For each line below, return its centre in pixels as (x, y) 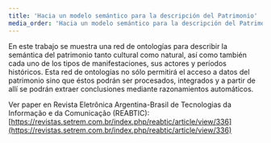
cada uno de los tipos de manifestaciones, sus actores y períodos (118, 63)
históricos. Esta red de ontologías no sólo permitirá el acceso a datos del (129, 71)
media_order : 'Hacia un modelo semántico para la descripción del (122, 23)
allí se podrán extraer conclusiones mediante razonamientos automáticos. (131, 88)
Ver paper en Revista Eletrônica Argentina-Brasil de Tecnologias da (120, 104)
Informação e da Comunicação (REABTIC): (79, 112)
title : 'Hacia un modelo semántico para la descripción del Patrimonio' (133, 16)
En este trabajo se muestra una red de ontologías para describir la (118, 46)
